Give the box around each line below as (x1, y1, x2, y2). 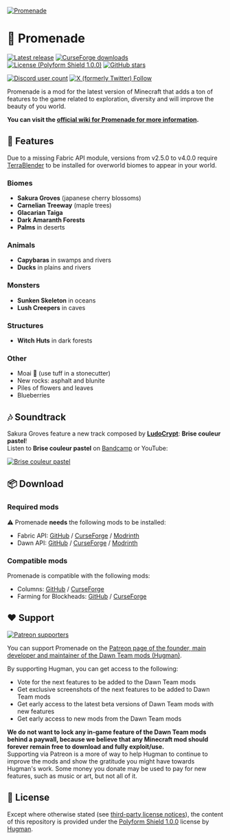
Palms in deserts (16, 223, 65, 232)
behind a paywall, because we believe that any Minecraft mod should (7, 735, 209, 744)
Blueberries (16, 391, 50, 400)
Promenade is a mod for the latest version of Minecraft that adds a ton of (7, 87, 214, 96)
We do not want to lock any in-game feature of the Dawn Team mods (7, 728, 207, 736)
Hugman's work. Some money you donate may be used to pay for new (7, 764, 207, 772)
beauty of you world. (7, 102, 67, 110)
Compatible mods (7, 555, 68, 565)
